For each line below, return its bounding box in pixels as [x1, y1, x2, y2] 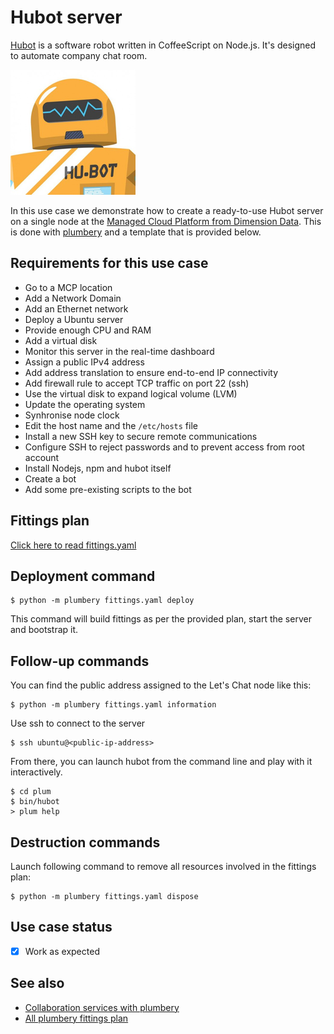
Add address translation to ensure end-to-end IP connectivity [24, 366, 279, 378]
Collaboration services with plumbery [24, 1001, 180, 1013]
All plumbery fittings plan [24, 1012, 129, 1024]
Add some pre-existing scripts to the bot [24, 483, 192, 495]
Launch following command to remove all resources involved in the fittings [10, 861, 317, 872]
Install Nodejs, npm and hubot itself [24, 462, 172, 474]
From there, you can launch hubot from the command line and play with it [10, 756, 313, 768]
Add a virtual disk [24, 334, 98, 346]
